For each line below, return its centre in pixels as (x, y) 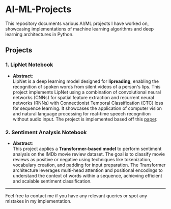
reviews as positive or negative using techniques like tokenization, (82, 159)
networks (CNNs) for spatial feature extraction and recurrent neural (83, 97)
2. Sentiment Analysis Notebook (46, 132)
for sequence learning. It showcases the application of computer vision (87, 108)
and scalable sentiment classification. (52, 181)
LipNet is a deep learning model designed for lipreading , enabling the (86, 81)
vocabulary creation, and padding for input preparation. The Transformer (89, 165)
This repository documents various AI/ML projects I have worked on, (77, 23)
